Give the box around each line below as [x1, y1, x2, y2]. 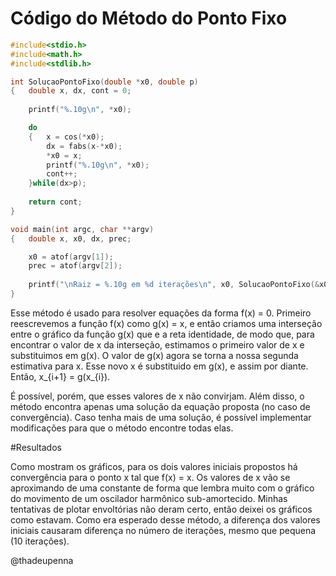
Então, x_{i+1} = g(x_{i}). [10, 370, 111, 382]
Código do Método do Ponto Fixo [10, 7, 288, 30]
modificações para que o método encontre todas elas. [10, 422, 234, 434]
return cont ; [28, 197, 83, 207]
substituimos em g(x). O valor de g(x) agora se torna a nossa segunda [10, 349, 299, 361]
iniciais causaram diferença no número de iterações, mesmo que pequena [10, 524, 317, 536]
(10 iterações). [10, 535, 70, 547]
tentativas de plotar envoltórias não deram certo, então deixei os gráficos [10, 503, 313, 515]
